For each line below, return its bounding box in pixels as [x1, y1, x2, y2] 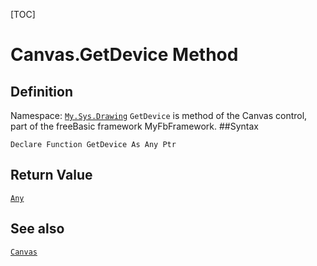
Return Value [10, 167, 93, 184]
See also [10, 220, 65, 238]
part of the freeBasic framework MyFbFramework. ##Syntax [10, 120, 259, 132]
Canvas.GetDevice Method [10, 44, 239, 66]
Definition [10, 83, 73, 100]
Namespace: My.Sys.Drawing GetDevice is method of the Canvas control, [10, 110, 308, 121]
